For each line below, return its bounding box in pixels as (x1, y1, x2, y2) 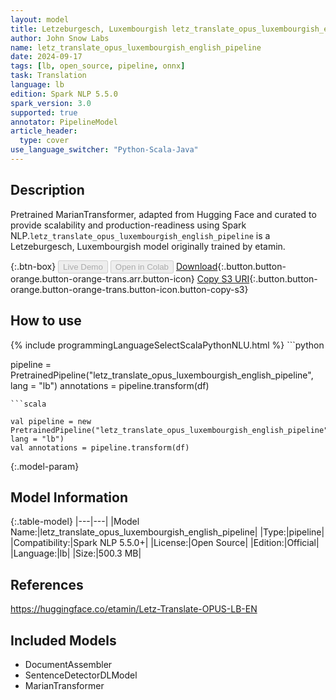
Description (10, 182, 85, 199)
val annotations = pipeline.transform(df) (10, 442, 190, 453)
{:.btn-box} (10, 260, 57, 272)
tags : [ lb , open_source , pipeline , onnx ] (10, 61, 186, 71)
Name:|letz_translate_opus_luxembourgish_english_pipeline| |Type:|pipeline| (10, 526, 325, 538)
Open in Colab (114, 261, 169, 272)
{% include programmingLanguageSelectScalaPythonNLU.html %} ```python (10, 339, 325, 351)
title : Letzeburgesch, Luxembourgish (10, 24, 168, 34)
